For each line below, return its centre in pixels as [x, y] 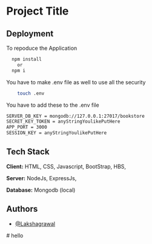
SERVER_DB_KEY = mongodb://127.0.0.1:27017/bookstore [76, 116]
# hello [15, 236]
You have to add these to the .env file [53, 105]
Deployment [30, 34]
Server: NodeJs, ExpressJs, [41, 178]
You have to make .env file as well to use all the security [76, 82]
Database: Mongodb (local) [41, 190]
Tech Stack [28, 152]
